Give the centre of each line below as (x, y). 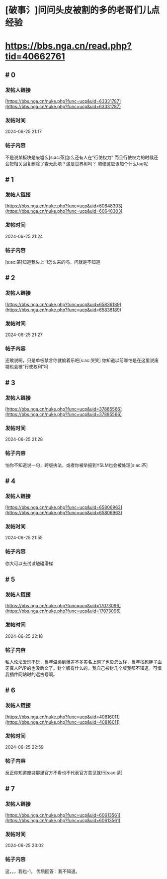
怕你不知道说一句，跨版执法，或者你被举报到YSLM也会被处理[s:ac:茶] (77, 465)
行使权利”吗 (37, 367)
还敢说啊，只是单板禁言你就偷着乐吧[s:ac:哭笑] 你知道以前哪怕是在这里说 (80, 361)
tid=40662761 (35, 57)
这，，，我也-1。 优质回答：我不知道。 (43, 871)
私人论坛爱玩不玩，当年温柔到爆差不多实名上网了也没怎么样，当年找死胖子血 (83, 662)
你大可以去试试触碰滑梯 (29, 563)
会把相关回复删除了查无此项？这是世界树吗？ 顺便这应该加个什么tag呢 (77, 163)
